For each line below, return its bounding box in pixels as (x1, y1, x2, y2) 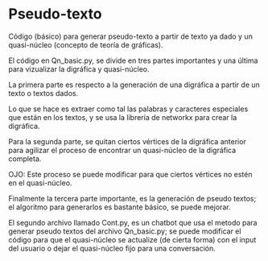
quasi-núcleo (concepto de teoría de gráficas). (8, 39, 163, 49)
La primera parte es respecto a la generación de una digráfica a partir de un (8, 80, 260, 89)
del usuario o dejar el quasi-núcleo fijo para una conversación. (8, 243, 216, 253)
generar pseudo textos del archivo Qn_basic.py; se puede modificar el (8, 226, 241, 236)
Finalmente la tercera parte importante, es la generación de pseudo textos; (8, 193, 257, 203)
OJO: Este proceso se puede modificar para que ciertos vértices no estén (8, 169, 253, 179)
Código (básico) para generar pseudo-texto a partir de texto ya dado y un (8, 31, 254, 41)
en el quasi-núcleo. (8, 178, 72, 188)
